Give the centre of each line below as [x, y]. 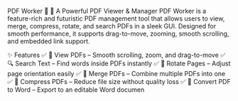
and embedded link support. [49, 41]
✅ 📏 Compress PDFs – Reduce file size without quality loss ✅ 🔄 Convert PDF [119, 81]
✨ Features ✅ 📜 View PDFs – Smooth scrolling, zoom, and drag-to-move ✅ [117, 55]
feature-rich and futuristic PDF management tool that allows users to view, [116, 18]
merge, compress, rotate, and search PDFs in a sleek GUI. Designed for [112, 26]
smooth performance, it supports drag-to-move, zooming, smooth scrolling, [118, 33]
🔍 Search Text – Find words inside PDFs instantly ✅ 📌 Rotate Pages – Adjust [119, 63]
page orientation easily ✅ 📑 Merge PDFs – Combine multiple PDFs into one [117, 74]
